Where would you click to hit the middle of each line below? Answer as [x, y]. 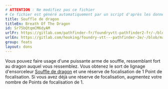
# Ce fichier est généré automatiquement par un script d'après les [78, 14]
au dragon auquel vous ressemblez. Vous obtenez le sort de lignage [75, 66]
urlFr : [12, 33]
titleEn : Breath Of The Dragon [38, 24]
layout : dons [19, 47]
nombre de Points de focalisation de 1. [44, 82]
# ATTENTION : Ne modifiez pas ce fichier [50, 10]
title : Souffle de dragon [32, 19]
